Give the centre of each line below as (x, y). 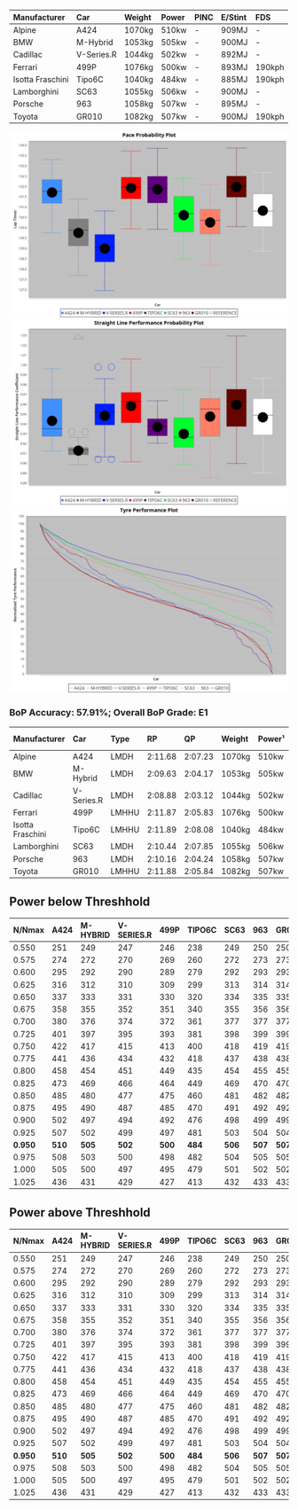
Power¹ (271, 739)
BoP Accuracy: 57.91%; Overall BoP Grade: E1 (109, 712)
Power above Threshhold (80, 1212)
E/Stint (234, 17)
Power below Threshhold (80, 901)
